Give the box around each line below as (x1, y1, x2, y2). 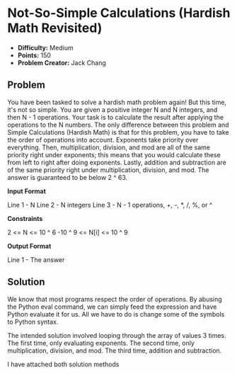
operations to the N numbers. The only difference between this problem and (7, 120, 229, 129)
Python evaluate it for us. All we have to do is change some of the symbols (7, 310, 225, 318)
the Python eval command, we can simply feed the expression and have (7, 302, 217, 311)
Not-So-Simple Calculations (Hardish (7, 5, 231, 21)
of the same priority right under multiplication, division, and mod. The (7, 165, 210, 174)
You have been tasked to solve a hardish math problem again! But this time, (7, 98, 227, 106)
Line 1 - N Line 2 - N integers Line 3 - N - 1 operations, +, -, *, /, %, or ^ (7, 200, 213, 209)
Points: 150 (17, 51, 52, 59)
